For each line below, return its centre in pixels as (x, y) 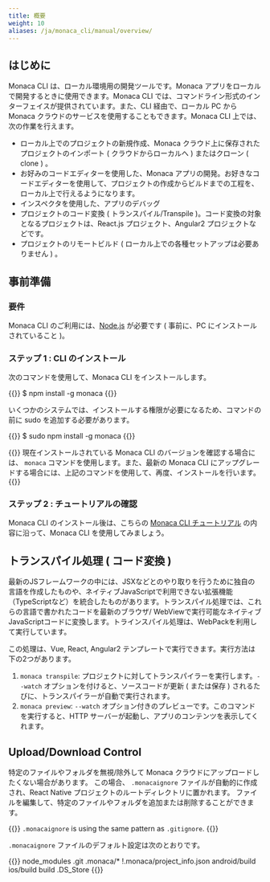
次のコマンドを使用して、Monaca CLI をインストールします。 (110, 378)
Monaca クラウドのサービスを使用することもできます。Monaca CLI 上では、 (135, 116)
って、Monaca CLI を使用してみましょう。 (99, 533)
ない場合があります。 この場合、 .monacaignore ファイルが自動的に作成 (140, 782)
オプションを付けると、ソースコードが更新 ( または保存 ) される (149, 686)
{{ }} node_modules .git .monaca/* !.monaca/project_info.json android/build (132, 861)
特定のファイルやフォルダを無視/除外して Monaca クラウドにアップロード (131, 773)
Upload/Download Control (75, 752)
